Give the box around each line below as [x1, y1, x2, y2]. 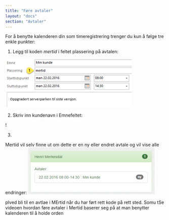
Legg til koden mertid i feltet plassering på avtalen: [12, 49, 119, 55]
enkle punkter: [5, 39, 35, 45]
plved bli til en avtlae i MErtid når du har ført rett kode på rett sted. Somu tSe [5, 199, 164, 205]
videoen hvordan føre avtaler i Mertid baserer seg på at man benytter [5, 205, 150, 211]
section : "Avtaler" [5, 19, 47, 24]
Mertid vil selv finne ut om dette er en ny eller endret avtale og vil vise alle [5, 142, 159, 148]
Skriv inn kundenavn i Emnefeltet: [12, 112, 83, 119]
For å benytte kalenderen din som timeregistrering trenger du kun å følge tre [5, 33, 164, 40]
